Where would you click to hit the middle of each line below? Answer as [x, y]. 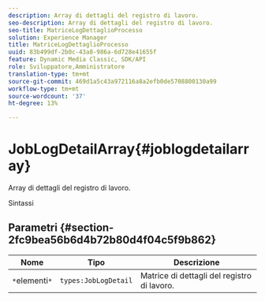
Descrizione [196, 262]
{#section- [87, 228]
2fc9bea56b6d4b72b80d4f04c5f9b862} [112, 240]
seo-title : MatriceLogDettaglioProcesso [76, 30]
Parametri [33, 228]
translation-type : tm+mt [49, 74]
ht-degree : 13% [33, 103]
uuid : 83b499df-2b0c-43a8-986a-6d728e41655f [82, 52]
